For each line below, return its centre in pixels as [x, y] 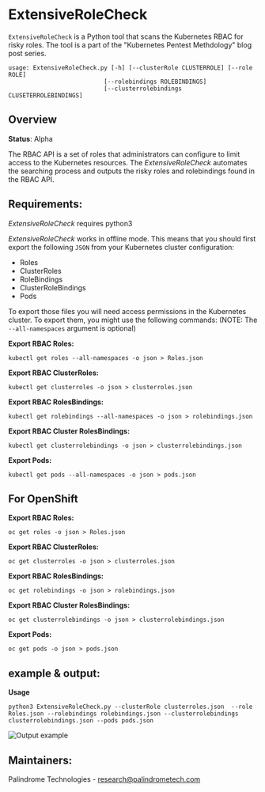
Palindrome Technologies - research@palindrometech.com [104, 779]
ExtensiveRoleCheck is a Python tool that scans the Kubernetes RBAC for [126, 36]
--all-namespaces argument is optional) [72, 328]
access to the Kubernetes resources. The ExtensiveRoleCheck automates [128, 162]
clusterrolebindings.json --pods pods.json [81, 721]
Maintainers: [40, 760]
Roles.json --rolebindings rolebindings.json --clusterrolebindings [123, 714]
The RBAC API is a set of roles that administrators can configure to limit [124, 154]
